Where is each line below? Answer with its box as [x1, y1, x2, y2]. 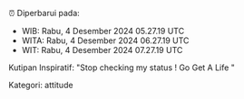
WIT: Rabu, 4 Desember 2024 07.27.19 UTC [21, 45, 183, 55]
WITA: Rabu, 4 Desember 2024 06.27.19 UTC [21, 35, 190, 46]
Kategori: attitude [8, 80, 73, 90]
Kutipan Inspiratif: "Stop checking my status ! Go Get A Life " [8, 62, 235, 73]
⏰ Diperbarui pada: [8, 8, 81, 18]
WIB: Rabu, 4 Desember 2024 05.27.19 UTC [21, 26, 185, 36]
